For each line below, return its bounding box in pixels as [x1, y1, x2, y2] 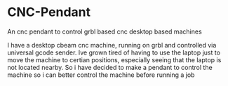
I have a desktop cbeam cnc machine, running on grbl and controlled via [7, 41, 217, 49]
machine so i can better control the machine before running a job [7, 71, 195, 79]
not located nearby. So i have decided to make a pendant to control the [7, 63, 213, 71]
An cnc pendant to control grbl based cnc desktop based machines [7, 27, 202, 36]
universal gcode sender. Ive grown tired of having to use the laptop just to [7, 48, 221, 57]
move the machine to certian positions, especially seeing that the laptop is [7, 55, 222, 64]
